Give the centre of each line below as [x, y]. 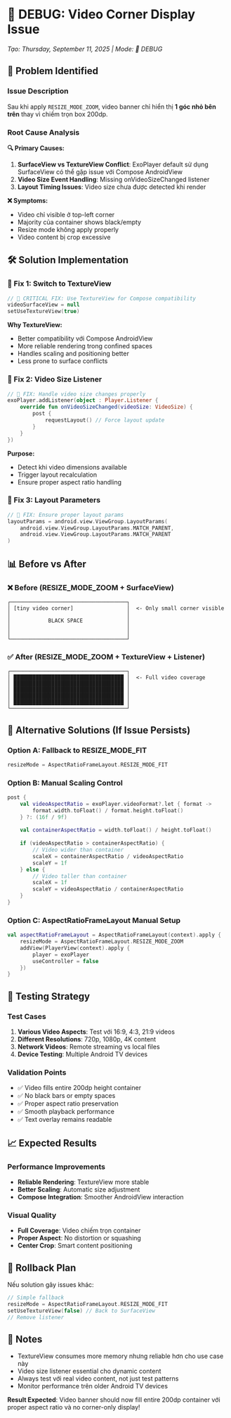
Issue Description [38, 91]
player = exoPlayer [61, 955]
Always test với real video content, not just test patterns [98, 1379]
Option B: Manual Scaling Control [65, 783]
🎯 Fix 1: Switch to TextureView [59, 283]
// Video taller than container [80, 876]
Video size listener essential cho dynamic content [89, 1371]
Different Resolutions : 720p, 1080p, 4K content [87, 1039]
